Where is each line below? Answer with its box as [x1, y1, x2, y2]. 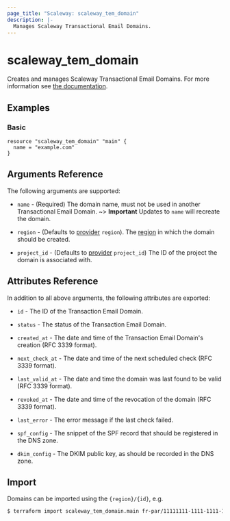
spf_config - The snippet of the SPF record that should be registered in [16, 429, 218, 437]
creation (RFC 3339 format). [16, 340, 97, 349]
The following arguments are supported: [7, 186, 121, 195]
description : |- [7, 16, 53, 23]
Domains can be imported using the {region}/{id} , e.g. [7, 494, 164, 503]
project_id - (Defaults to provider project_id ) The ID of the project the [16, 248, 218, 257]
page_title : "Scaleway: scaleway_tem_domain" [7, 10, 139, 17]
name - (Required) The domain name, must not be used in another [16, 200, 201, 208]
